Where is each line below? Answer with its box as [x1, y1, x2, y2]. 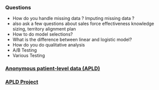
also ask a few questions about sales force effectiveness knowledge [12, 20, 154, 26]
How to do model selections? [12, 31, 73, 37]
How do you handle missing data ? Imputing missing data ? [12, 15, 135, 21]
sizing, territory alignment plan [12, 26, 76, 32]
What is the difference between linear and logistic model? [12, 36, 132, 42]
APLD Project [5, 78, 39, 85]
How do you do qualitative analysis [12, 42, 85, 48]
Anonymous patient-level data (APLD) [5, 65, 100, 72]
